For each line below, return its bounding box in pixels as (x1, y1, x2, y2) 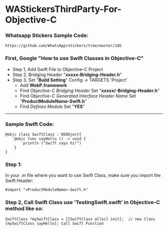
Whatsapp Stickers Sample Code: (5, 32, 89, 39)
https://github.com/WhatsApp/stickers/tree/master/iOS (5, 43, 122, 48)
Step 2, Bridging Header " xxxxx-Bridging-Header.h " (12, 71, 122, 77)
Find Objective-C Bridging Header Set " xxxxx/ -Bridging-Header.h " (19, 87, 160, 93)
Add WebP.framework (19, 82, 67, 88)
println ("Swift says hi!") (23, 141, 81, 146)
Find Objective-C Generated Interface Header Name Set (19, 92, 136, 98)
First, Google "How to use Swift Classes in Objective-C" (5, 55, 144, 62)
